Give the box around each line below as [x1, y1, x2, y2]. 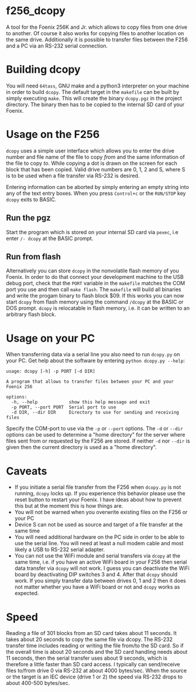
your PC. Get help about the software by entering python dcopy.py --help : [6, 357, 185, 364]
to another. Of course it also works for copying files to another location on [6, 29, 184, 36]
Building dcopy [6, 63, 81, 76]
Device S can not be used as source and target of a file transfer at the [14, 521, 183, 528]
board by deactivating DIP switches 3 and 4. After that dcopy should [14, 571, 177, 578]
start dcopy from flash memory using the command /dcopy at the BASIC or [6, 298, 184, 306]
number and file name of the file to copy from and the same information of [6, 153, 185, 160]
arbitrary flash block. [6, 311, 57, 318]
